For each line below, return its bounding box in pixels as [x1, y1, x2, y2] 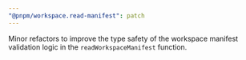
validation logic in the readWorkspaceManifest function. [8, 42, 188, 52]
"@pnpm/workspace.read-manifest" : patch [8, 11, 146, 20]
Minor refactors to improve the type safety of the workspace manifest [8, 34, 239, 43]
